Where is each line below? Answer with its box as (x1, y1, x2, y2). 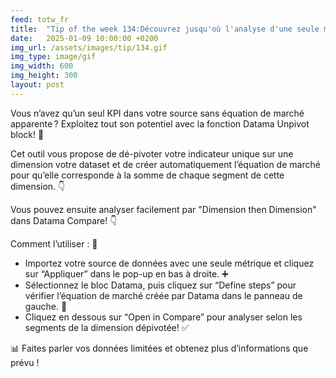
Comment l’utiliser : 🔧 (10, 237, 98, 250)
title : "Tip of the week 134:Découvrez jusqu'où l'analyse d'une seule (10, 24, 320, 34)
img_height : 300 (10, 71, 78, 81)
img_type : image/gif (10, 52, 97, 62)
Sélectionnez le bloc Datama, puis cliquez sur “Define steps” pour (24, 279, 297, 291)
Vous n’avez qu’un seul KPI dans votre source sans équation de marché (10, 107, 305, 119)
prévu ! (10, 356, 40, 368)
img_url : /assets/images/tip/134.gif (10, 42, 168, 53)
